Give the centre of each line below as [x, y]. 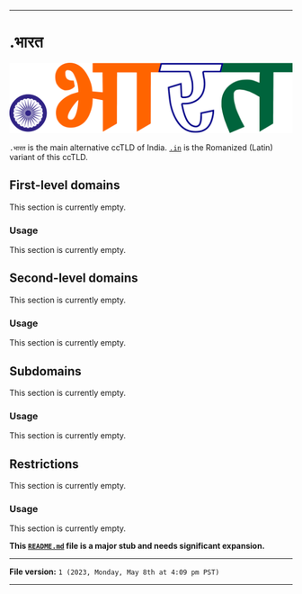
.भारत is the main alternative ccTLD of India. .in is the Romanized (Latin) [141, 147]
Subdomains [46, 371]
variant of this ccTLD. [49, 157]
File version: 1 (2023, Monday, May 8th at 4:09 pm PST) [115, 571]
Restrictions [44, 464]
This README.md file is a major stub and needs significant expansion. [137, 546]
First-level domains [65, 185]
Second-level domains [74, 279]
